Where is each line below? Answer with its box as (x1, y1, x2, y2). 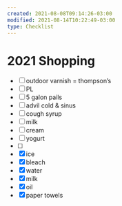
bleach (26, 158, 46, 166)
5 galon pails (26, 93, 63, 101)
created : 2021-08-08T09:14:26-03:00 (7, 10, 112, 17)
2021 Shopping (7, 53, 95, 69)
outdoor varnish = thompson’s (26, 77, 112, 85)
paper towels (26, 191, 63, 200)
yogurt (26, 135, 45, 143)
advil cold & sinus (26, 101, 76, 110)
